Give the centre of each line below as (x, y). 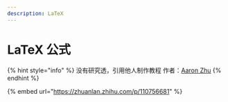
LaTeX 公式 (39, 50)
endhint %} (23, 78)
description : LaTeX (35, 13)
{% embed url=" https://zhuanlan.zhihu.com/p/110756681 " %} (95, 91)
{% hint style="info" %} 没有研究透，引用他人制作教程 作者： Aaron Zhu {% (114, 70)
